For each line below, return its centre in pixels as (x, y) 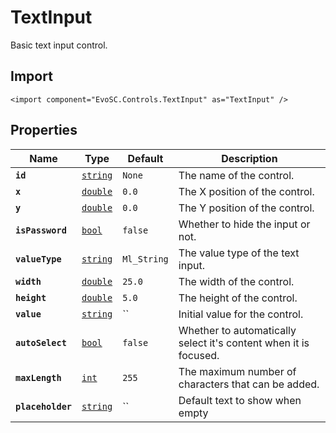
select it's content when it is (244, 343)
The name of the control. (236, 175)
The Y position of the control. (246, 208)
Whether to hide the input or (244, 224)
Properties (44, 130)
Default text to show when (240, 400)
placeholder (44, 406)
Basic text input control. (59, 45)
